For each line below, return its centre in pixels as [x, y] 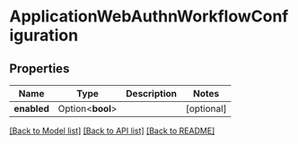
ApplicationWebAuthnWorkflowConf [149, 17]
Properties [39, 68]
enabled [31, 109]
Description [151, 93]
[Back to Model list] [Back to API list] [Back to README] [112, 131]
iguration [44, 35]
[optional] [206, 109]
